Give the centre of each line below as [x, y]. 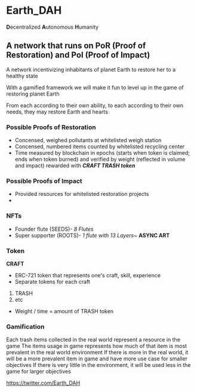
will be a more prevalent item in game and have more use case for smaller [97, 359]
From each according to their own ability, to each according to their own [95, 105]
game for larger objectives [39, 372]
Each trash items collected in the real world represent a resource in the [93, 340]
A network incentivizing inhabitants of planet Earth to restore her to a [91, 69]
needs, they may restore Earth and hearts [57, 112]
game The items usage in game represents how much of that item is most [96, 346]
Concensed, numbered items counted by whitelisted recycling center [100, 146]
